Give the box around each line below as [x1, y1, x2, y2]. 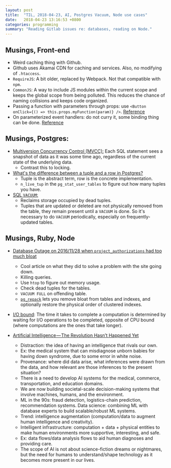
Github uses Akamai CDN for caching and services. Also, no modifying [12, 65, 162, 71]
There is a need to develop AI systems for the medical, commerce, [20, 375, 161, 381]
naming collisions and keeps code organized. [12, 97, 109, 103]
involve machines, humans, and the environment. [20, 391, 124, 398]
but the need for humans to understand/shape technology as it [20, 451, 153, 458]
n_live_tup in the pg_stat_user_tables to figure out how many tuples [20, 181, 166, 187]
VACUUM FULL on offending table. [20, 290, 87, 296]
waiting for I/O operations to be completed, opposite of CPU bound [12, 317, 155, 323]
